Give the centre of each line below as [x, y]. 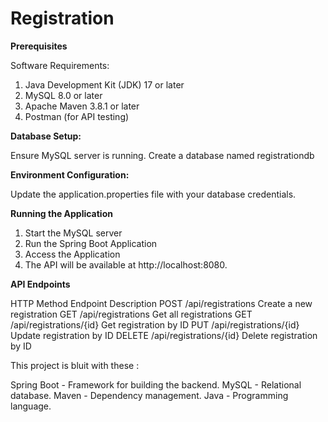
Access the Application [72, 254]
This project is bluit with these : [75, 365]
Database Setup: [46, 136]
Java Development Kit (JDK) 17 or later [104, 84]
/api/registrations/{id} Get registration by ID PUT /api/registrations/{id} [155, 324]
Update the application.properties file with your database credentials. [153, 194]
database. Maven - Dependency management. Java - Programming [149, 395]
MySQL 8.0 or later [63, 95]
